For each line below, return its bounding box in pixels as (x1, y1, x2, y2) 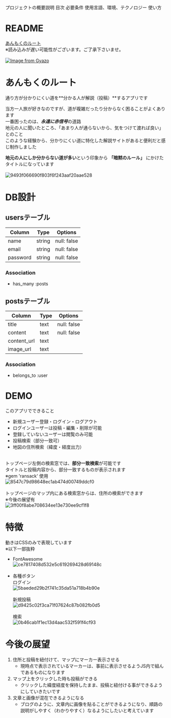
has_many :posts (12, 281, 48, 287)
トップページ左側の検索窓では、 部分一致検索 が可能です (5, 460, 121, 466)
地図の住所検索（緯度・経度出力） (12, 444, 84, 450)
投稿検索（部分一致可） (12, 437, 62, 444)
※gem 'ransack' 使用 (5, 473, 48, 479)
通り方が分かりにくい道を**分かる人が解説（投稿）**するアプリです (5, 95, 148, 101)
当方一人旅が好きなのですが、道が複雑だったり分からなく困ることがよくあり (5, 105, 166, 112)
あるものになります (24, 669, 65, 676)
